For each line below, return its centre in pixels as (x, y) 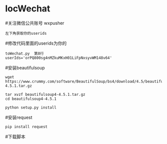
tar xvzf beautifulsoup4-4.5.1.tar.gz (45, 94)
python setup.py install (31, 107)
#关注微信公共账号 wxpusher (35, 23)
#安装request (19, 117)
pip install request (27, 127)
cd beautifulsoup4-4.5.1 (31, 99)
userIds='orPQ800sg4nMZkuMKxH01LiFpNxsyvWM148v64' (59, 58)
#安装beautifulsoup (25, 68)
